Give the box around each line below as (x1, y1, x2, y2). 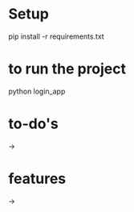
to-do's (8, 114, 59, 133)
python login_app (8, 86, 66, 96)
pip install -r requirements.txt (8, 31, 104, 41)
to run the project (8, 60, 127, 78)
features (8, 170, 67, 188)
